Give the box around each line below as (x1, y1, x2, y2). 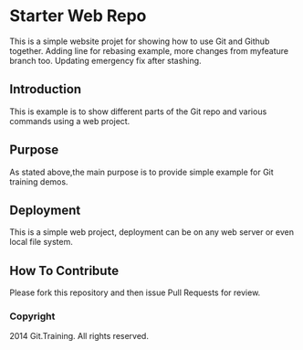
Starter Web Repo (9, 5, 147, 27)
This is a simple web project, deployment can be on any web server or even (9, 227, 295, 238)
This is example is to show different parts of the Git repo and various (9, 106, 267, 117)
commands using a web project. (9, 115, 131, 126)
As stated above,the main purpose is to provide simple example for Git (9, 166, 274, 177)
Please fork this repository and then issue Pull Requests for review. (9, 287, 261, 298)
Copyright (9, 310, 56, 323)
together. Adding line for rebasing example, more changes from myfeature (9, 45, 289, 56)
